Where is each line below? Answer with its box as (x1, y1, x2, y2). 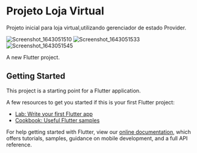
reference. (6, 141, 32, 148)
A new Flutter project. (6, 53, 60, 61)
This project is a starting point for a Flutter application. (6, 87, 141, 94)
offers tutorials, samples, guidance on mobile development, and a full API (6, 134, 188, 142)
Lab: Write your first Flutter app (14, 110, 93, 118)
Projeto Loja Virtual (6, 4, 104, 18)
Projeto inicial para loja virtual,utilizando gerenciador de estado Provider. (6, 24, 187, 31)
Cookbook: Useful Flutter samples (14, 116, 100, 124)
